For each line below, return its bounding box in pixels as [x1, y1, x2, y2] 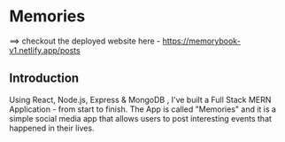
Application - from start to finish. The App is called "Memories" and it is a [9, 104, 277, 114]
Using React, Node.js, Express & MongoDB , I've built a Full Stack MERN [9, 94, 272, 105]
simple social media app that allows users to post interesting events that [9, 113, 273, 123]
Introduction [9, 71, 80, 86]
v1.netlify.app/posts [9, 44, 81, 55]
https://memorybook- [162, 35, 241, 46]
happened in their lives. [9, 122, 95, 133]
